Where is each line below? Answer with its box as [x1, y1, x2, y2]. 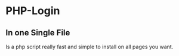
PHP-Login [5, 4, 60, 18]
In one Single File [5, 28, 70, 38]
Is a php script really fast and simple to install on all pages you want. [5, 43, 174, 50]
